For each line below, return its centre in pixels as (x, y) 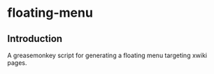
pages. (17, 63)
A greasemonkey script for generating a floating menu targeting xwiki (107, 55)
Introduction (35, 39)
